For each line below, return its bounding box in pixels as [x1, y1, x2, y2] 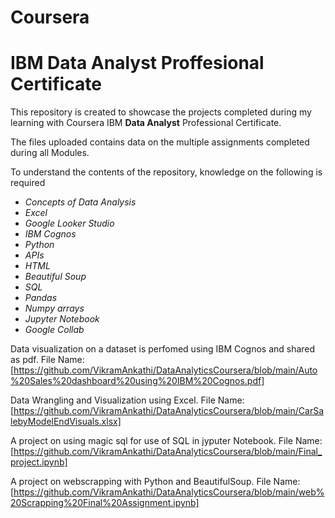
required [10, 177, 46, 189]
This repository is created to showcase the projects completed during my [10, 106, 312, 118]
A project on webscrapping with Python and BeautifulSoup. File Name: [10, 476, 301, 488]
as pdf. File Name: [10, 354, 85, 366]
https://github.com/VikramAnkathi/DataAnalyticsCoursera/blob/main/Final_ [13, 446, 323, 458]
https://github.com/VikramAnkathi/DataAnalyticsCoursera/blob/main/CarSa [13, 405, 325, 417]
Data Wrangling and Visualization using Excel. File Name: [10, 394, 245, 406]
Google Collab [24, 324, 85, 336]
